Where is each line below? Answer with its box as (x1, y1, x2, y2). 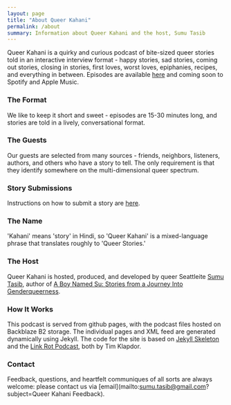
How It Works (7, 304, 54, 314)
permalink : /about (7, 23, 60, 30)
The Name (7, 216, 43, 226)
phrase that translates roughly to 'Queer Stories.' (7, 240, 146, 248)
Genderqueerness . (7, 287, 61, 295)
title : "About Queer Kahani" (7, 17, 91, 24)
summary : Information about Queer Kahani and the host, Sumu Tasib (7, 29, 206, 37)
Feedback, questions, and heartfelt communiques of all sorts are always (7, 375, 213, 384)
